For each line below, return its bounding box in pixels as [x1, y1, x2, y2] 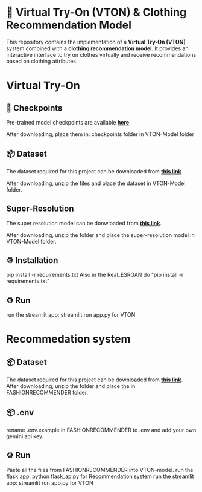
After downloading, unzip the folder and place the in [6, 383, 136, 390]
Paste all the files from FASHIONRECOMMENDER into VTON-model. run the [6, 466, 194, 473]
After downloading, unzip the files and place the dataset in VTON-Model [6, 180, 186, 187]
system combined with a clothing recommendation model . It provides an [6, 45, 189, 52]
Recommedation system [6, 332, 131, 346]
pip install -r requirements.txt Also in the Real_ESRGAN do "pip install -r [6, 271, 184, 279]
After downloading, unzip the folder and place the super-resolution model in [6, 231, 195, 238]
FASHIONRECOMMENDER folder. [6, 389, 89, 397]
